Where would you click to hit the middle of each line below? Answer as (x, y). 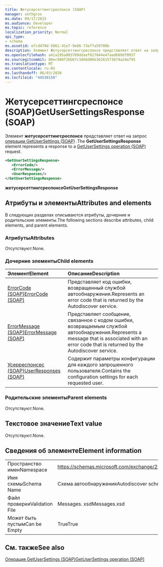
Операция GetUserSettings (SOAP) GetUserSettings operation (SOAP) (75, 559)
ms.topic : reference (26, 28)
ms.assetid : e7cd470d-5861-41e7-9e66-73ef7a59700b (57, 46)
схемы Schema (24, 484)
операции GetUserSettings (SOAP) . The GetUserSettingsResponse (73, 141)
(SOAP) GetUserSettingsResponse (75, 112)
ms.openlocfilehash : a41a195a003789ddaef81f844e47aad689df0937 (70, 55)
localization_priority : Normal (37, 32)
